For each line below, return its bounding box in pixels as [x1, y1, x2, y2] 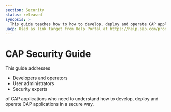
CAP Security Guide [5, 48, 91, 60]
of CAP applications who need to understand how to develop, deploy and [5, 96, 159, 102]
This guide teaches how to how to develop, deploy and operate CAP [10, 21, 156, 27]
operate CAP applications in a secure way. [5, 101, 94, 107]
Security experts [12, 86, 48, 92]
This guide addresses [5, 65, 51, 71]
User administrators [12, 80, 54, 87]
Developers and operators [12, 75, 68, 81]
